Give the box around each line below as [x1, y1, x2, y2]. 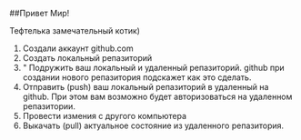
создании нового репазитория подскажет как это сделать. [22, 72, 252, 83]
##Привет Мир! [9, 8, 70, 18]
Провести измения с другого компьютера [22, 111, 187, 121]
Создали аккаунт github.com [22, 43, 134, 54]
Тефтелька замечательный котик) [9, 25, 141, 35]
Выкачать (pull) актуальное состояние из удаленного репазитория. [22, 120, 285, 131]
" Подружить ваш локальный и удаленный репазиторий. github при [22, 63, 285, 73]
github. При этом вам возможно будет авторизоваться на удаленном [22, 91, 293, 102]
